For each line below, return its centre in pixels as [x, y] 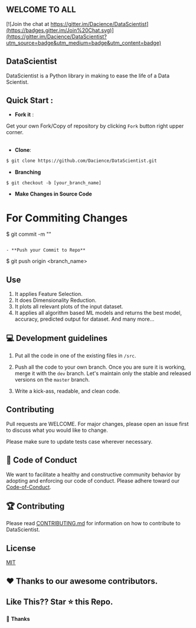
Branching [28, 172]
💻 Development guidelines [57, 338]
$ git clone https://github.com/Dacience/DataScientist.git [82, 161]
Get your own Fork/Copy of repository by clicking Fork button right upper [95, 126]
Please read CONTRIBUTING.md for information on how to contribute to [94, 523]
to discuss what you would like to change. [57, 430]
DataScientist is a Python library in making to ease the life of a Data [88, 76]
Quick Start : [30, 101]
